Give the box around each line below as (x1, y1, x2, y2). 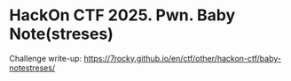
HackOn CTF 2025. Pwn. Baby (9, 5, 236, 26)
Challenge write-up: (9, 53, 83, 63)
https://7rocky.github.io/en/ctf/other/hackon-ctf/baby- (83, 53, 282, 63)
